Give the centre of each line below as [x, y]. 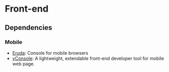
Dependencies [28, 28]
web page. [24, 63]
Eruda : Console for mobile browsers [50, 53]
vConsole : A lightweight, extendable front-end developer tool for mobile [88, 58]
